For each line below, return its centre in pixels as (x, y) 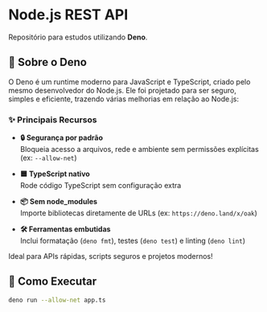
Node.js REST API (68, 15)
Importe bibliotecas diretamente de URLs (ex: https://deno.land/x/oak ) (138, 213)
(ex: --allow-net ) (49, 158)
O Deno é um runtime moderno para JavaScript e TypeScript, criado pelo (129, 81)
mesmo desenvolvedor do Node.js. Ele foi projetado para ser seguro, (123, 90)
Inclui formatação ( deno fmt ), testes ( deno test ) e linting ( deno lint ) (133, 241)
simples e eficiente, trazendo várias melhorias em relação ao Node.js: (124, 99)
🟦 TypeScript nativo (55, 174)
